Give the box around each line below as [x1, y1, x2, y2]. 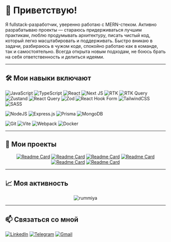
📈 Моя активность [5, 179, 69, 188]
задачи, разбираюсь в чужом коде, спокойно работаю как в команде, [5, 43, 159, 49]
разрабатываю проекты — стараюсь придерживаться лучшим [5, 26, 142, 33]
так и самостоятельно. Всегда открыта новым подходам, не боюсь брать [5, 48, 166, 54]
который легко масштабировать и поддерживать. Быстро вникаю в [5, 38, 153, 44]
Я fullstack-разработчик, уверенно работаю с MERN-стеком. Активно [5, 21, 157, 27]
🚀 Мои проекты [5, 140, 57, 149]
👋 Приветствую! [5, 5, 77, 16]
